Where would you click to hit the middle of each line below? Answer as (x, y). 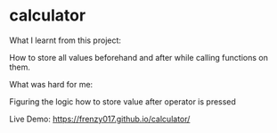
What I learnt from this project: (65, 40)
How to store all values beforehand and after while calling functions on (139, 57)
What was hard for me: (51, 84)
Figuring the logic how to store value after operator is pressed (122, 101)
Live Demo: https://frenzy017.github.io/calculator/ (100, 119)
